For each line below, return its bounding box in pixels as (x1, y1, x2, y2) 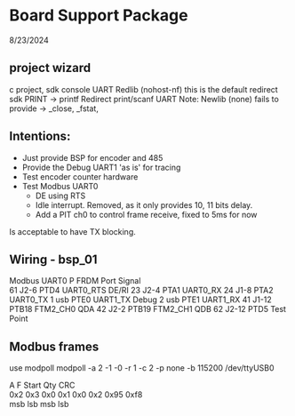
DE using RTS (35, 190, 86, 201)
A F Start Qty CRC (9, 380, 76, 391)
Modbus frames (9, 339, 100, 354)
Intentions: (9, 129, 71, 144)
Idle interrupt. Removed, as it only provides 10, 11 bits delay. (35, 199, 253, 210)
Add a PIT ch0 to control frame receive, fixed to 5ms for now (35, 209, 258, 220)
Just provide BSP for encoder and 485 (21, 152, 163, 163)
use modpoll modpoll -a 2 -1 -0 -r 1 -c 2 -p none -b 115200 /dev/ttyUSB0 (9, 363, 275, 373)
